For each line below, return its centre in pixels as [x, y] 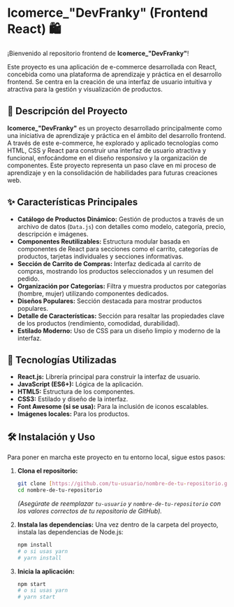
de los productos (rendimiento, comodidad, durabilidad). [98, 323]
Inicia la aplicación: [46, 571]
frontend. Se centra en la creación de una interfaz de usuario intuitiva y [110, 81]
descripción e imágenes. [53, 234]
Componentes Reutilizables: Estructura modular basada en [103, 241]
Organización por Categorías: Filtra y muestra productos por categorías [122, 286]
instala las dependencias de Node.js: [70, 532]
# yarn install [39, 558]
